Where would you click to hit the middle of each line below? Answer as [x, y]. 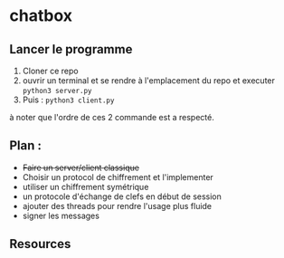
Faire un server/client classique [81, 167]
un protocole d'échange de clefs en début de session [122, 196]
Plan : [26, 146]
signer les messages [61, 215]
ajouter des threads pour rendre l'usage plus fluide [117, 205]
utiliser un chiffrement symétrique [85, 186]
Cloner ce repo [50, 71]
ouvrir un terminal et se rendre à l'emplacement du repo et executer [149, 81]
